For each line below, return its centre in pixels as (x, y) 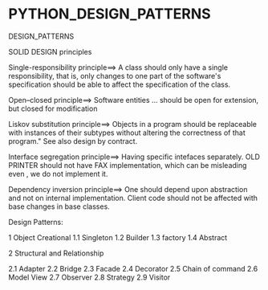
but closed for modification (53, 108)
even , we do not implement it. (58, 174)
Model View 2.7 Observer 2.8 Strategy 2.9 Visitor (89, 277)
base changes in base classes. (59, 206)
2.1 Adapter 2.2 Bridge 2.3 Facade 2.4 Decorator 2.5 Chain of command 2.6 (133, 268)
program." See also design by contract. (73, 141)
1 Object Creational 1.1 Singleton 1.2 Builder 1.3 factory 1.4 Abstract (118, 237)
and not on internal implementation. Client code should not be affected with (133, 198)
